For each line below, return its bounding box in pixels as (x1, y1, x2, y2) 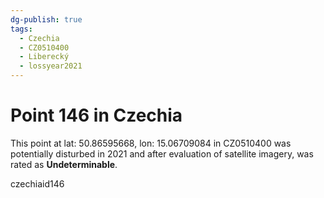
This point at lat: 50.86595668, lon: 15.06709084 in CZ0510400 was (10, 137, 292, 149)
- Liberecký (19, 52, 70, 62)
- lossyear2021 (19, 61, 83, 71)
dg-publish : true (10, 14, 83, 25)
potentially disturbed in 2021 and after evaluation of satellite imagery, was (10, 147, 314, 160)
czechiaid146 (10, 177, 65, 190)
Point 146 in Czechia (10, 104, 183, 127)
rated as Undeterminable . (10, 158, 118, 170)
